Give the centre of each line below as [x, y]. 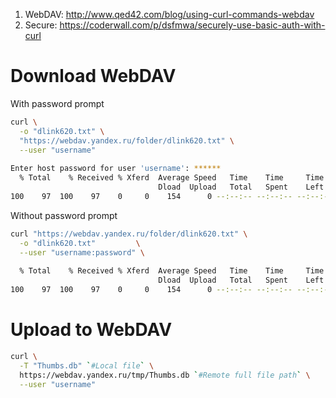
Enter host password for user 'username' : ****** [116, 169]
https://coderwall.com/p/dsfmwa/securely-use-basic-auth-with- [192, 25]
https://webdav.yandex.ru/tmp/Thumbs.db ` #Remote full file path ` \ [165, 375]
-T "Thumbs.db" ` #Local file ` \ [87, 365]
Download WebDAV [93, 76]
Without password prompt [64, 215]
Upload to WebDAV [91, 330]
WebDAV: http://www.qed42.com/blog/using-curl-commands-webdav [169, 14]
